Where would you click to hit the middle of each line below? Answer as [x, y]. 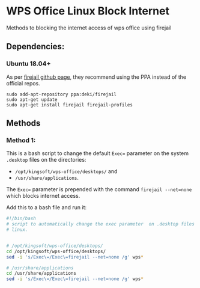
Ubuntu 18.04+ [29, 64]
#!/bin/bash [21, 219]
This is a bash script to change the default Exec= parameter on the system [98, 153]
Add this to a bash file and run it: [47, 207]
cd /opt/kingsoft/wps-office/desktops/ [56, 251]
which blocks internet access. [43, 196]
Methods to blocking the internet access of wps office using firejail [89, 28]
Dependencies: [35, 47]
